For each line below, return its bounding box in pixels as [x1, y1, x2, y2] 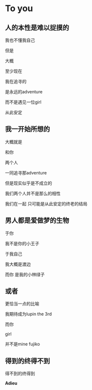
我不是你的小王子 [5, 240, 39, 246]
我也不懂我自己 [5, 37, 35, 43]
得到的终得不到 [5, 356, 50, 365]
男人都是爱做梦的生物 [5, 217, 69, 225]
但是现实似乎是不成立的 [5, 180, 52, 186]
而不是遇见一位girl [5, 99, 41, 105]
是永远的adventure [5, 89, 43, 95]
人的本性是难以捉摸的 [5, 23, 69, 32]
